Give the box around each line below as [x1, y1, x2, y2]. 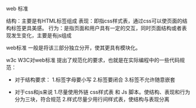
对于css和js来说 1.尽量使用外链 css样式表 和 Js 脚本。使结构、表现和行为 [14, 89, 190, 95]
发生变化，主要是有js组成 [11, 32, 72, 39]
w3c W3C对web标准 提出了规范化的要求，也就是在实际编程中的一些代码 [6, 57, 180, 63]
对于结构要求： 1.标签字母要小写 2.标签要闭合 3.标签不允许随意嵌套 [14, 76, 176, 83]
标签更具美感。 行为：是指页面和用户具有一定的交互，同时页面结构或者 [11, 25, 182, 31]
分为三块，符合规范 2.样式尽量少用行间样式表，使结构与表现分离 [14, 96, 170, 103]
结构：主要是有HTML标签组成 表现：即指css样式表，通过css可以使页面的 [6, 17, 183, 24]
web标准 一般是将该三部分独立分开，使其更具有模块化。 [6, 44, 141, 51]
